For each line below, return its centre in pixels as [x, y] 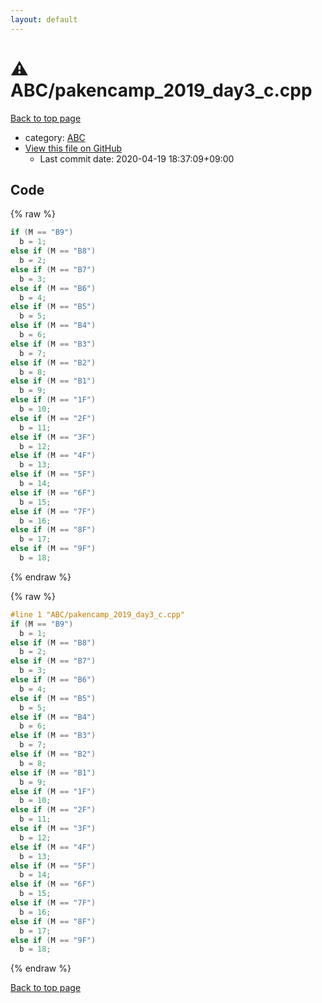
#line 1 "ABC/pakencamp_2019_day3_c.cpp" [98, 614]
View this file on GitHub [73, 148]
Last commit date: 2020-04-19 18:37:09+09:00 [137, 158]
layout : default [44, 19]
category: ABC [55, 137]
